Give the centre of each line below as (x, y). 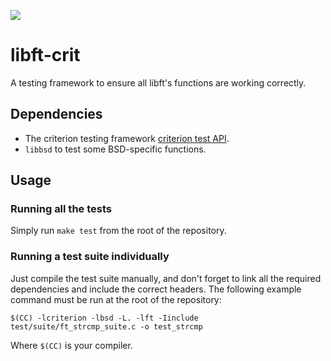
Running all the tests (61, 209)
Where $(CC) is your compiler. (71, 345)
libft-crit (45, 55)
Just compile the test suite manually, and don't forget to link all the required (166, 278)
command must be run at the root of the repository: (116, 299)
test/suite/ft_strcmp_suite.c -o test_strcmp (106, 326)
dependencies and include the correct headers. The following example (156, 289)
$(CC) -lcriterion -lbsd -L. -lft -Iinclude (104, 318)
